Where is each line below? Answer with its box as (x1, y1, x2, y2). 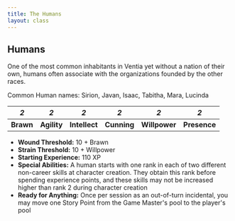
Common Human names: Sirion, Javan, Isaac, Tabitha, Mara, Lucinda (7, 91, 209, 99)
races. (7, 77, 26, 86)
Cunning (104, 120, 135, 130)
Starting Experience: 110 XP (17, 153, 102, 162)
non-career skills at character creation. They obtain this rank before (17, 168, 217, 177)
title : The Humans (7, 10, 62, 18)
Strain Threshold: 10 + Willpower (17, 146, 116, 154)
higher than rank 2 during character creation (17, 183, 148, 192)
